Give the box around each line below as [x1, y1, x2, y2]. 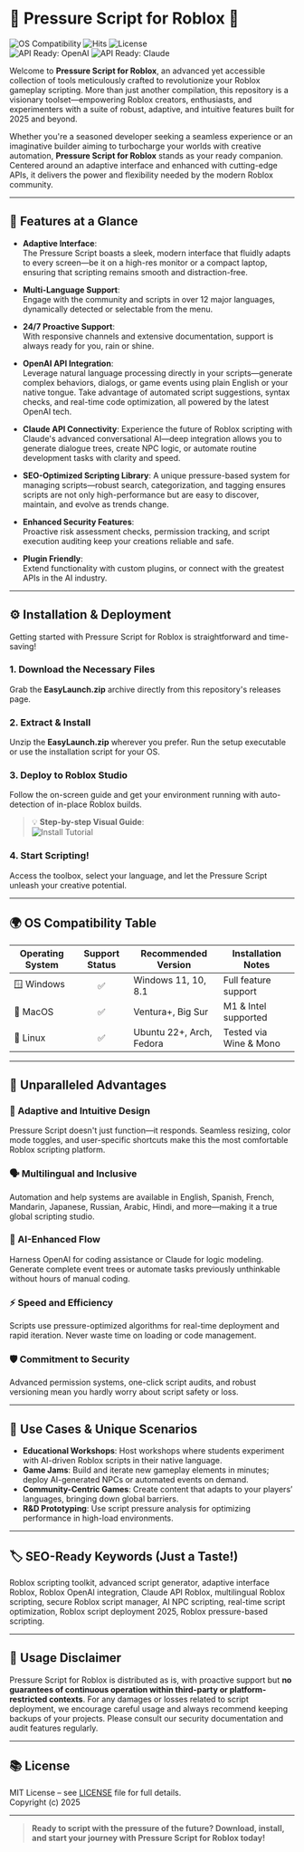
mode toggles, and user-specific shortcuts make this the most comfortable [9, 1135, 289, 1146]
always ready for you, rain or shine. [22, 340, 155, 351]
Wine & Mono [223, 1037, 280, 1050]
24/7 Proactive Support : [22, 321, 116, 331]
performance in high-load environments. [22, 1512, 174, 1524]
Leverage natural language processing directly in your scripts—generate [22, 367, 293, 379]
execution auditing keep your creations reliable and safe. [22, 535, 234, 546]
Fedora [133, 1037, 164, 1050]
